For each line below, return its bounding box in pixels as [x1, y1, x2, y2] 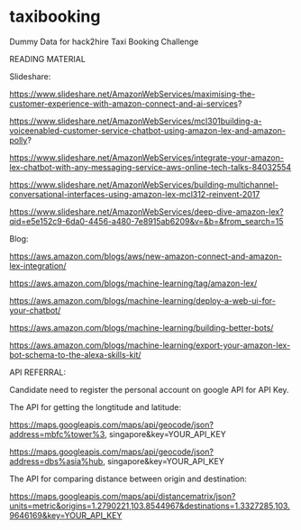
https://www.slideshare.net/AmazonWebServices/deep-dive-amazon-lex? [9, 206, 284, 217]
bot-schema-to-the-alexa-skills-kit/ [9, 349, 141, 360]
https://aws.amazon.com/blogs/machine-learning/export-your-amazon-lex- [9, 340, 291, 351]
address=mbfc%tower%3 [9, 428, 105, 439]
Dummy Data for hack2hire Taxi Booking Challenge [9, 36, 199, 47]
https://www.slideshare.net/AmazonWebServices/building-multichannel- [9, 178, 279, 190]
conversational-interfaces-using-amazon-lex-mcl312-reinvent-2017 [9, 188, 260, 199]
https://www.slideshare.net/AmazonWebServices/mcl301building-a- [9, 115, 262, 126]
